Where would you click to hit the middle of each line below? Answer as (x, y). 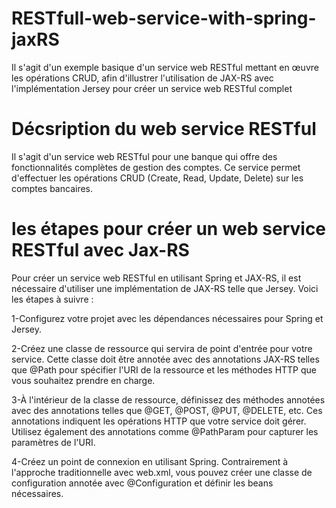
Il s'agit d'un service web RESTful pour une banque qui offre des (144, 156)
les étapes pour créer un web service (169, 229)
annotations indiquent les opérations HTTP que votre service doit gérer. (159, 421)
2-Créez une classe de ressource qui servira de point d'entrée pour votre (162, 348)
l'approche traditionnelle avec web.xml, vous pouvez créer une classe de (162, 472)
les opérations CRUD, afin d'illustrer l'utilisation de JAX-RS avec (142, 78)
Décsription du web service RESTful (164, 129)
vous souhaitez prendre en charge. (83, 380)
